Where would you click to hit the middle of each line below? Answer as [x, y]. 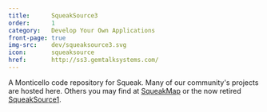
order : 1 [32, 23]
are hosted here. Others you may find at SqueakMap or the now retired [125, 91]
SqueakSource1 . [35, 99]
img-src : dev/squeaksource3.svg [68, 45]
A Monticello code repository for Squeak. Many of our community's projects [133, 82]
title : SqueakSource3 [53, 15]
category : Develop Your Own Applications [82, 30]
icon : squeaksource [51, 52]
